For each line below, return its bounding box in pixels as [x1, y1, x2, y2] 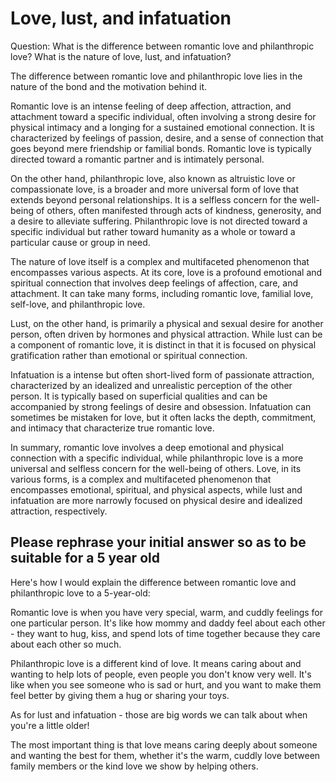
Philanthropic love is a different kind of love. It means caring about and [10, 657, 302, 669]
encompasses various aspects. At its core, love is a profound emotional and [10, 266, 323, 278]
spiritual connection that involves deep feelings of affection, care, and [10, 277, 298, 289]
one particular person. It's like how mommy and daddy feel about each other [10, 617, 326, 629]
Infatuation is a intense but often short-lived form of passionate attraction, [10, 368, 315, 381]
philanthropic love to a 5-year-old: [10, 587, 151, 599]
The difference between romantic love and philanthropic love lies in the [10, 70, 303, 82]
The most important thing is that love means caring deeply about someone [10, 738, 318, 751]
